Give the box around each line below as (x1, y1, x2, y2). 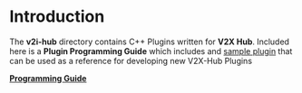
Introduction (9, 6, 105, 27)
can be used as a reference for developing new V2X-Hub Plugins (9, 55, 252, 66)
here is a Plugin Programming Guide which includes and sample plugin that (9, 45, 293, 56)
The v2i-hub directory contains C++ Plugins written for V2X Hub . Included (9, 36, 290, 47)
